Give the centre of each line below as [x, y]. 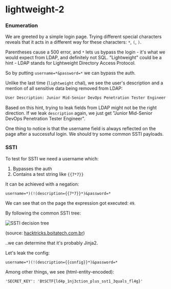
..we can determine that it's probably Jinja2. [52, 243]
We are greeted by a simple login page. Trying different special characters [84, 37]
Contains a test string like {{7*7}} [48, 174]
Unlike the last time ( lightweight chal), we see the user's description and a [84, 83]
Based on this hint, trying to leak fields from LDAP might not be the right [81, 108]
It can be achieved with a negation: [42, 184]
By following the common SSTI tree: [43, 213]
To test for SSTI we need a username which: [52, 158]
